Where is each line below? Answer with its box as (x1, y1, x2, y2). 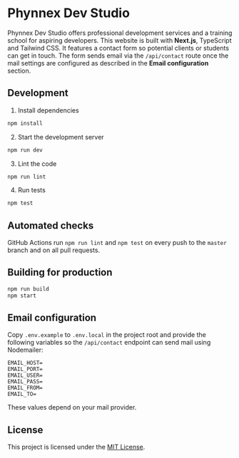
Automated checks (7, 219, 94, 231)
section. (7, 66, 31, 75)
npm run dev (7, 146, 43, 154)
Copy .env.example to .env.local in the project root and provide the (7, 331, 207, 339)
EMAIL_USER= (7, 372, 43, 379)
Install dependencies (17, 105, 80, 115)
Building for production (7, 266, 113, 279)
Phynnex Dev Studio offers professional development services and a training (7, 28, 233, 37)
